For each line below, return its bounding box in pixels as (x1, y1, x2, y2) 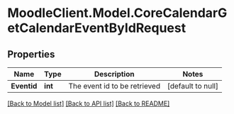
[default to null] (167, 81, 218, 91)
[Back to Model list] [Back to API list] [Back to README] (7, 99, 170, 108)
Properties (7, 48, 55, 60)
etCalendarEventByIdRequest (7, 20, 186, 36)
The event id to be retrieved (68, 81, 161, 91)
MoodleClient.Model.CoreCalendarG (7, 5, 228, 21)
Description (94, 69, 135, 79)
